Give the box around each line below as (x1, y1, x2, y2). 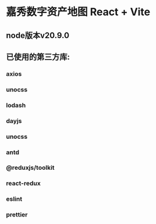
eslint (6, 195, 22, 203)
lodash (6, 101, 26, 109)
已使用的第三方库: (6, 52, 70, 62)
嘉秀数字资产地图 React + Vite (6, 5, 151, 19)
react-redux (6, 179, 41, 187)
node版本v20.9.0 (6, 30, 70, 40)
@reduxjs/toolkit (6, 164, 55, 172)
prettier (6, 211, 28, 219)
